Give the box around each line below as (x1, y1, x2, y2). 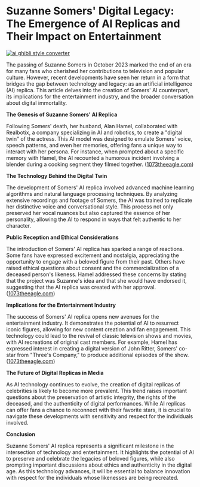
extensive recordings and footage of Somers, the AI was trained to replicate (6, 196, 193, 204)
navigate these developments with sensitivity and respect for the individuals (6, 412, 193, 420)
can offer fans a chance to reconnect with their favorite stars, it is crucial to (6, 406, 192, 413)
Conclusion (6, 430, 36, 438)
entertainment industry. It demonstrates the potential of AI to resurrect (6, 319, 179, 326)
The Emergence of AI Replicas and (6, 17, 180, 31)
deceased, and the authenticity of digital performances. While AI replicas (6, 400, 186, 407)
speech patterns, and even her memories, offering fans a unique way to (6, 141, 183, 149)
